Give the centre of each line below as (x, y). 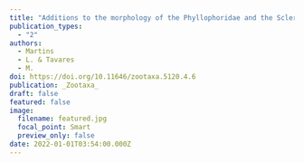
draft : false (34, 93)
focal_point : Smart (54, 128)
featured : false (40, 102)
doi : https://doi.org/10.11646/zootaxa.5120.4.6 (103, 77)
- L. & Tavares (46, 60)
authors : (26, 43)
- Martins (36, 52)
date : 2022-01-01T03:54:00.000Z (70, 144)
